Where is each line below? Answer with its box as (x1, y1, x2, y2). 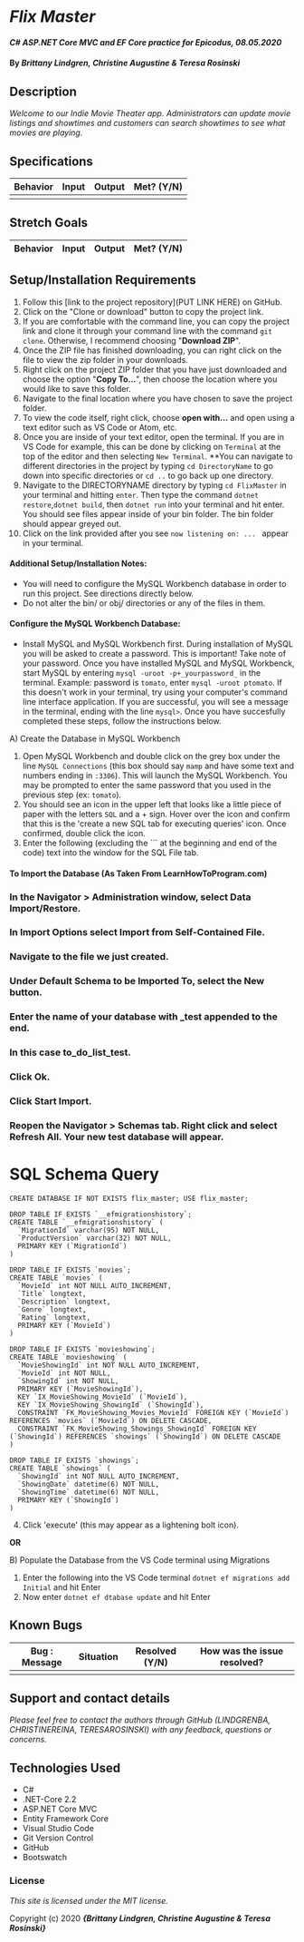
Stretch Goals (9, 215, 89, 230)
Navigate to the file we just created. (9, 951, 169, 963)
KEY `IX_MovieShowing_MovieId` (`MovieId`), (17, 1392, 188, 1401)
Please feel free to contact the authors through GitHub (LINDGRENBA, (9, 1714, 271, 1725)
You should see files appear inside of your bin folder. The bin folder (22, 508, 274, 519)
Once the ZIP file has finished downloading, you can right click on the (22, 345, 282, 356)
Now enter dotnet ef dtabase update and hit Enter (22, 1591, 211, 1602)
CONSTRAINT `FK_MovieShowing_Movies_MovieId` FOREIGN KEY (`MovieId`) (17, 1408, 290, 1417)
